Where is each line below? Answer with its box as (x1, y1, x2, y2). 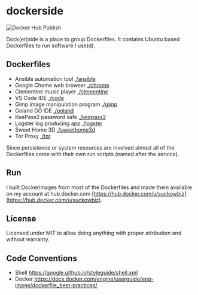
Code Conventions (6, 253, 78, 263)
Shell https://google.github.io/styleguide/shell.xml (14, 269, 138, 276)
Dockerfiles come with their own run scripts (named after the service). (6, 150, 179, 157)
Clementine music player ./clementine (14, 88, 109, 95)
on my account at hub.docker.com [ (6, 190, 94, 197)
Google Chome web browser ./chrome (14, 81, 109, 89)
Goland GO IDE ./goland (14, 107, 74, 114)
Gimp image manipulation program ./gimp (14, 101, 118, 108)
